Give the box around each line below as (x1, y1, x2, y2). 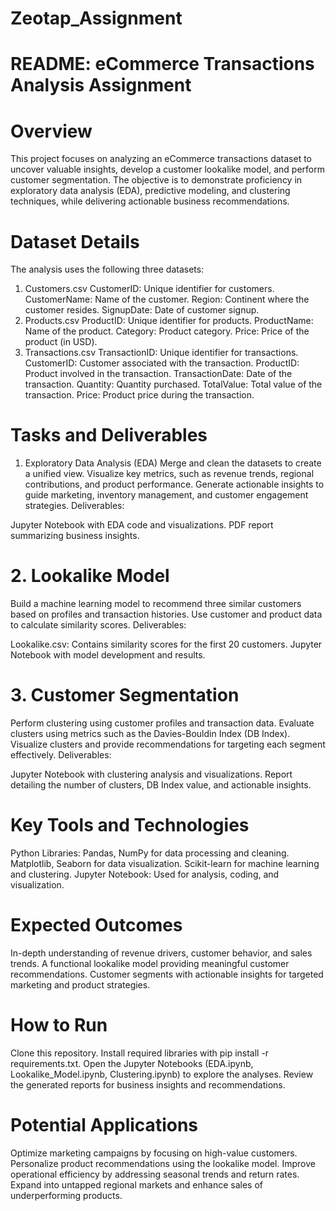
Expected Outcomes (10, 914, 183, 937)
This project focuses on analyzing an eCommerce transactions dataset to (10, 153, 312, 165)
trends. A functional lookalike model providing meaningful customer (10, 957, 290, 969)
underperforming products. (10, 1189, 123, 1201)
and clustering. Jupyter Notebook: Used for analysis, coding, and (10, 868, 280, 880)
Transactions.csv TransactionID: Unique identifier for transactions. (24, 347, 299, 359)
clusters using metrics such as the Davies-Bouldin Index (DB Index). (10, 728, 291, 740)
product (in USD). (24, 336, 98, 348)
